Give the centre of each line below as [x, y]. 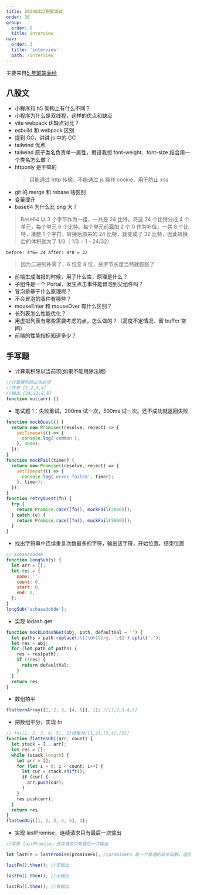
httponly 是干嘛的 [35, 167]
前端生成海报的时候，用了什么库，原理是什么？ [71, 277]
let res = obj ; [30, 643]
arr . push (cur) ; [46, 783]
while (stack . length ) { [40, 755]
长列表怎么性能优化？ [40, 314]
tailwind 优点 [30, 145]
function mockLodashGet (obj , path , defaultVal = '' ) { [74, 632]
